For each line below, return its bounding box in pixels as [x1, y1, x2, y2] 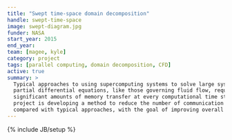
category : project [7, 55, 60, 62]
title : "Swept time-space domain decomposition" [7, 10, 150, 17]
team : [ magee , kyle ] [7, 49, 67, 56]
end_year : [7, 42, 36, 49]
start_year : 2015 [7, 36, 57, 43]
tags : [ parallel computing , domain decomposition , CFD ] [7, 61, 171, 68]
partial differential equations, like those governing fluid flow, [13, 87, 212, 94]
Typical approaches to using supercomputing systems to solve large [13, 81, 215, 88]
